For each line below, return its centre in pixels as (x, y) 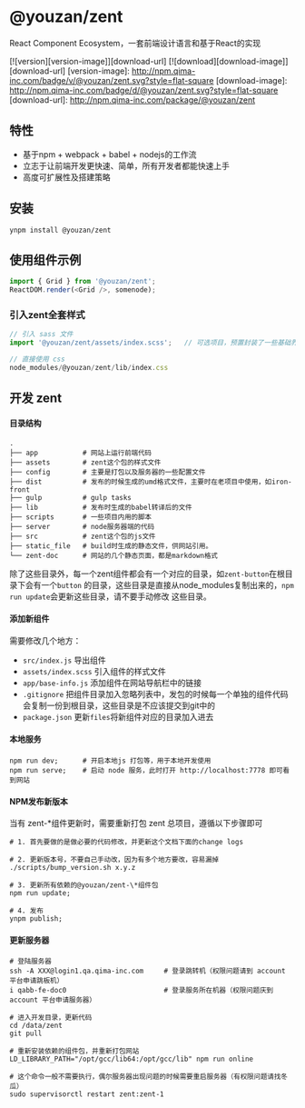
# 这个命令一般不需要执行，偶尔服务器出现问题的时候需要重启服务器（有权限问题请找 (145, 1077)
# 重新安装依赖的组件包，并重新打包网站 (74, 1052)
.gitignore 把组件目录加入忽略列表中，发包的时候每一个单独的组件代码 (155, 694)
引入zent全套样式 (48, 315)
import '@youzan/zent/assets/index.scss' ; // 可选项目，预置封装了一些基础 (150, 343)
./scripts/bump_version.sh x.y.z (73, 868)
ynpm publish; (36, 919)
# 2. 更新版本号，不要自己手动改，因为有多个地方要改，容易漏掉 (114, 860)
